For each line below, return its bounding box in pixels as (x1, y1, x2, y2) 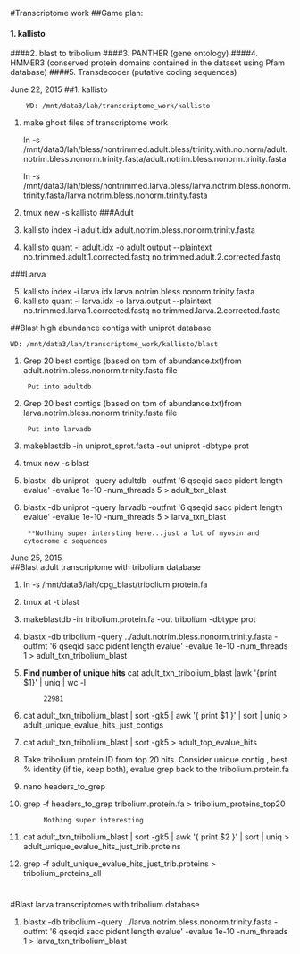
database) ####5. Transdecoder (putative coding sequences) (10, 67, 237, 78)
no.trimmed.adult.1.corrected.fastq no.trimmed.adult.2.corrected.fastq (22, 251, 281, 262)
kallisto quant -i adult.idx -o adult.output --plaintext (22, 242, 212, 253)
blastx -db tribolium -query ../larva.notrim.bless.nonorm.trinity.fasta (22, 916, 272, 927)
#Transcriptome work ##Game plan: (10, 8, 144, 18)
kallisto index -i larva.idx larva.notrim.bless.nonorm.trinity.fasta (22, 286, 255, 297)
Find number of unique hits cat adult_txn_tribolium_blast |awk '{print (22, 668, 278, 678)
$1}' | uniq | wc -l (22, 677, 87, 688)
